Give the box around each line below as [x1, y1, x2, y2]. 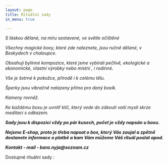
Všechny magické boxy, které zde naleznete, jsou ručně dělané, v [5, 45, 142, 51]
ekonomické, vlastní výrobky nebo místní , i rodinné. [5, 65, 114, 71]
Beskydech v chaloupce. [5, 50, 57, 56]
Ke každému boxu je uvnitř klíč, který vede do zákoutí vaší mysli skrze [5, 104, 151, 111]
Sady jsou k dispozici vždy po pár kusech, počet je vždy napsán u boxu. [5, 120, 160, 126]
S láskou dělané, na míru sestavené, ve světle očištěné [5, 35, 120, 41]
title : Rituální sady [5, 12, 51, 17]
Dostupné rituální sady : [5, 154, 54, 160]
